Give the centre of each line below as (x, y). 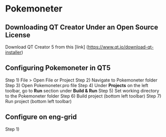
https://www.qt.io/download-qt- (121, 47)
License (18, 35)
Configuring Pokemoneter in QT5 (58, 68)
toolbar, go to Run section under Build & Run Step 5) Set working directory (82, 90)
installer (13, 52)
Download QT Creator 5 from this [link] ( (47, 47)
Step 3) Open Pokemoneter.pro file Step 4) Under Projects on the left (77, 85)
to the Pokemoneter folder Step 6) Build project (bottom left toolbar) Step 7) (83, 96)
